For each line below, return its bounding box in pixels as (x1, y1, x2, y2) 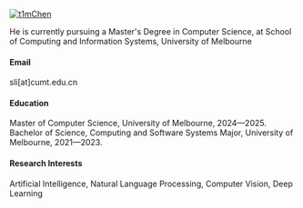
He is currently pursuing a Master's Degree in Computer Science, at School (9, 26, 292, 36)
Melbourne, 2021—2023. (9, 137, 103, 148)
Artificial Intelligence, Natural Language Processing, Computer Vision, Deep (9, 178, 293, 189)
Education (9, 97, 49, 108)
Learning (9, 187, 44, 199)
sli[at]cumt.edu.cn (9, 77, 78, 88)
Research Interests (9, 158, 83, 168)
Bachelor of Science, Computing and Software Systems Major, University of (9, 127, 294, 138)
